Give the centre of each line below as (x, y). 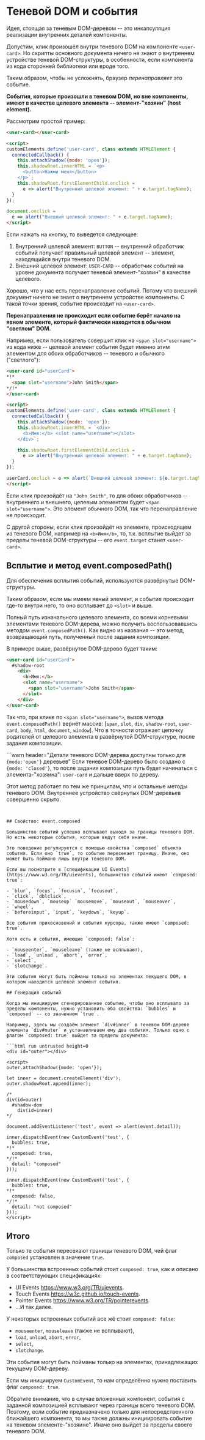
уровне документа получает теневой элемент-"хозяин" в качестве (103, 272)
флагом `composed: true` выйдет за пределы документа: (77, 1035)
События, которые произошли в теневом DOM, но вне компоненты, (97, 96)
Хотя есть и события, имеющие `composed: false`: (71, 939)
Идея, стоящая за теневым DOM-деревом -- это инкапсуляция (88, 28)
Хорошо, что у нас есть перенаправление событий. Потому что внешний (102, 291)
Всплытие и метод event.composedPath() (89, 566)
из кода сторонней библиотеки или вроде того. (68, 66)
